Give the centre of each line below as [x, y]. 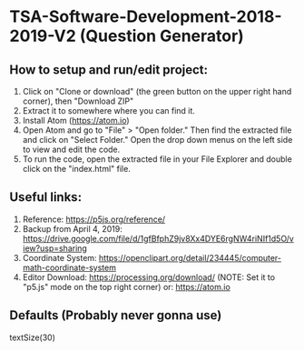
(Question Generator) [162, 36]
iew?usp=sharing [55, 248]
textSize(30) [33, 337]
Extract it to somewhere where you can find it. [108, 110]
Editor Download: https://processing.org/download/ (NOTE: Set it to [148, 277]
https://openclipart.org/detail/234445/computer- [190, 257]
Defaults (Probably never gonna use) [116, 316]
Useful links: [46, 197]
